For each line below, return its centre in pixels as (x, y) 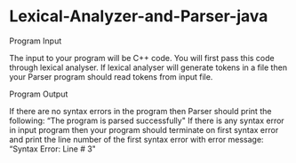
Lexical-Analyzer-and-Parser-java (139, 16)
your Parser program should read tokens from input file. (111, 76)
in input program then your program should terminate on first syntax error (144, 129)
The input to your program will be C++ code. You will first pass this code (142, 58)
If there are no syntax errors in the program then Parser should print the (140, 111)
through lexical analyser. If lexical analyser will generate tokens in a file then (148, 67)
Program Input (36, 41)
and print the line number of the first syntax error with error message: (136, 139)
